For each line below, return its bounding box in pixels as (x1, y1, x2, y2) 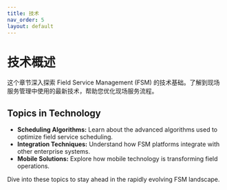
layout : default (7, 23, 54, 29)
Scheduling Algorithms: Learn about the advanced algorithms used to (17, 126, 218, 134)
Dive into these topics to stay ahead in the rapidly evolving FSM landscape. (7, 176, 220, 184)
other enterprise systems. (17, 147, 91, 156)
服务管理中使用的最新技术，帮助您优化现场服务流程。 (7, 87, 158, 95)
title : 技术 (7, 10, 39, 17)
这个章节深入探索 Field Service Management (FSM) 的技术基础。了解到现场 (7, 78, 220, 86)
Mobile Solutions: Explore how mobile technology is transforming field (17, 155, 218, 163)
